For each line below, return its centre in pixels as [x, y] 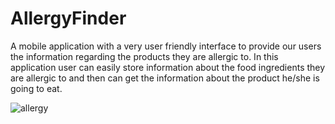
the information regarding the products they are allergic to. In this [144, 56]
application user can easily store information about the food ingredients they [168, 67]
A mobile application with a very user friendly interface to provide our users [166, 46]
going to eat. [36, 88]
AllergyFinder [68, 18]
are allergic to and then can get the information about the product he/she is [165, 78]
